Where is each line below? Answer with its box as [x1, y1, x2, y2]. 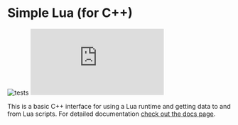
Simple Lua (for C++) [7, 5, 133, 21]
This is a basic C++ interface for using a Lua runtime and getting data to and [7, 102, 231, 110]
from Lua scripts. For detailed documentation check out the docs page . [7, 109, 216, 118]
